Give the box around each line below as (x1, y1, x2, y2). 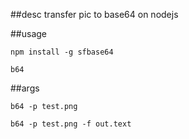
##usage (10, 28, 48, 39)
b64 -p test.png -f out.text (10, 119, 132, 129)
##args (10, 82, 40, 94)
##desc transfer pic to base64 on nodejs (10, 9, 179, 20)
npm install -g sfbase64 (10, 47, 114, 57)
